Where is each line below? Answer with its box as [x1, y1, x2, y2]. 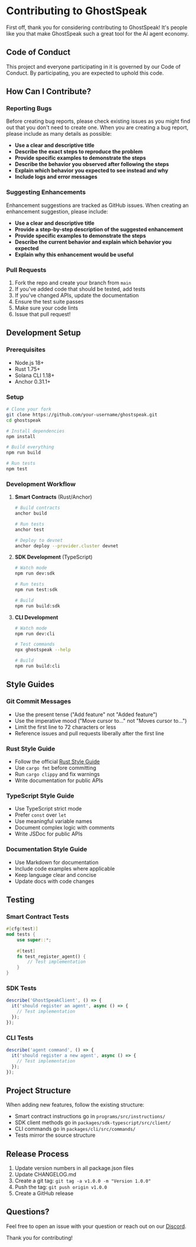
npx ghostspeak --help [14, 647, 71, 653]
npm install [6, 433, 36, 439]
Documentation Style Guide [6, 845, 88, 853]
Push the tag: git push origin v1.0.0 [14, 1184, 108, 1191]
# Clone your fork [6, 406, 52, 413]
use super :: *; [17, 937, 52, 943]
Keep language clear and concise [14, 871, 97, 878]
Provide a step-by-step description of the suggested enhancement [14, 225, 184, 232]
